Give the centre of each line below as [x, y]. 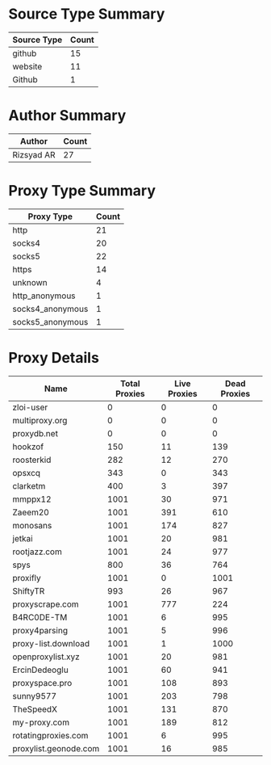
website [27, 66]
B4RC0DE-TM [40, 617]
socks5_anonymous [50, 322]
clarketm [29, 485]
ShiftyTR [29, 591]
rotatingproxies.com [50, 735]
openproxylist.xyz [46, 657]
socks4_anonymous [50, 309]
